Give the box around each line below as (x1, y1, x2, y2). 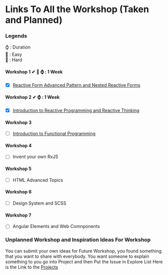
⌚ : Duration (5, 44, 31, 50)
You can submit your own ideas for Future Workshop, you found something (5, 248, 162, 254)
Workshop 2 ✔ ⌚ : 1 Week (5, 94, 60, 100)
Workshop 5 (5, 166, 32, 172)
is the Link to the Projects (5, 264, 58, 270)
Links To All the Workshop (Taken (5, 4, 149, 15)
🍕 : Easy (5, 52, 22, 58)
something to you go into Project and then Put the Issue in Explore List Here (5, 258, 163, 264)
